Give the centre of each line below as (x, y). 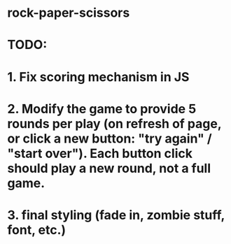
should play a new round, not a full (109, 168)
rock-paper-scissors (69, 13)
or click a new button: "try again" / (110, 138)
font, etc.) (37, 230)
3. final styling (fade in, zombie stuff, (116, 215)
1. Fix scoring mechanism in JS (98, 77)
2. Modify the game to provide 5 (102, 109)
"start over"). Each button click (100, 153)
